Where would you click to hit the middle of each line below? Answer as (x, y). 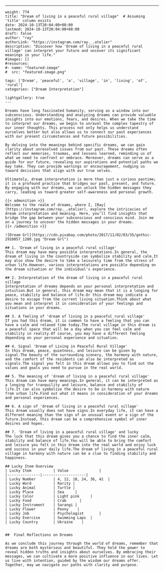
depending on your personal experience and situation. (62, 338)
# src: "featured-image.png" (36, 72)
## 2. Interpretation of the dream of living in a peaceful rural (74, 278)
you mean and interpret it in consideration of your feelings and (74, 304)
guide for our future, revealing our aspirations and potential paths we (82, 162)
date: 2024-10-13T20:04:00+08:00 (39, 25)
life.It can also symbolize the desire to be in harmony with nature (77, 389)
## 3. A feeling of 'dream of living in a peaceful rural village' (75, 316)
